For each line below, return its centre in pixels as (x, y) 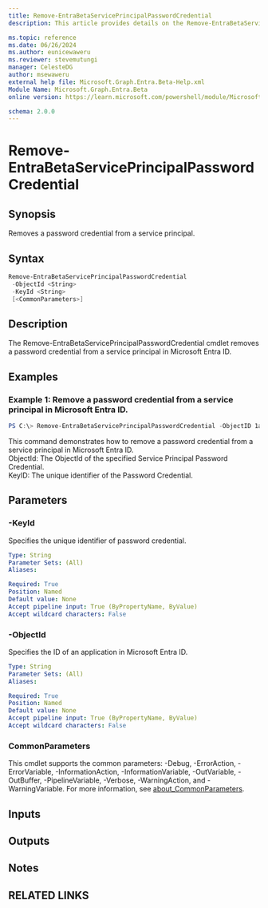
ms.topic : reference (43, 38)
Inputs (25, 814)
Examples (33, 377)
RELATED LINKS (49, 895)
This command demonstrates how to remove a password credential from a (131, 441)
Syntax (26, 258)
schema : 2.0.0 (32, 111)
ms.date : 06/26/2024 (43, 45)
